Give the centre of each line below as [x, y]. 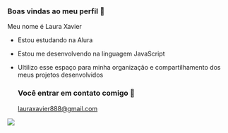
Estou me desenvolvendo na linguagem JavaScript [91, 54]
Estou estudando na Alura [55, 40]
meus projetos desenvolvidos [60, 75]
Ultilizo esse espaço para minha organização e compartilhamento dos [119, 68]
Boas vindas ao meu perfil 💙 [56, 11]
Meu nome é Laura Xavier [45, 27]
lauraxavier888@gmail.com [58, 108]
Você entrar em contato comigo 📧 [76, 93]
